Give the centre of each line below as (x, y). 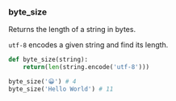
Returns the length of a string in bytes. (72, 30)
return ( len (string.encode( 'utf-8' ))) (86, 67)
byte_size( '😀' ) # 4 (42, 82)
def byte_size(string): (48, 60)
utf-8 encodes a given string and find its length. (88, 45)
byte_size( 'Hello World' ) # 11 (61, 89)
